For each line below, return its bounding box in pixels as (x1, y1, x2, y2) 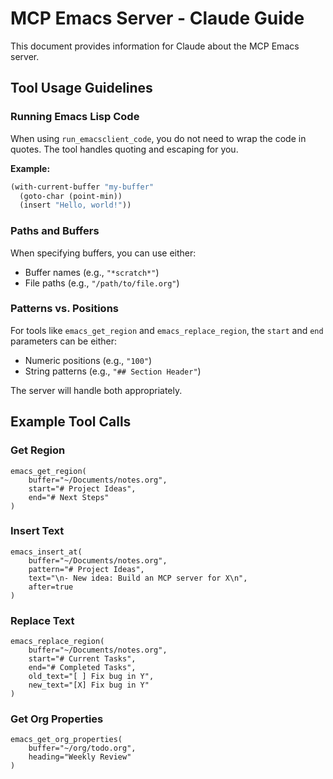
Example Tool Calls (10, 413, 132, 431)
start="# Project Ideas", (28, 483, 137, 494)
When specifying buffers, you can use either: (10, 247, 197, 259)
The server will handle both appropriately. (10, 384, 183, 396)
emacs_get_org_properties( (10, 735, 123, 745)
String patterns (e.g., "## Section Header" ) (24, 365, 202, 377)
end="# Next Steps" (28, 492, 110, 502)
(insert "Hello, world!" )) (19, 200, 132, 211)
